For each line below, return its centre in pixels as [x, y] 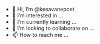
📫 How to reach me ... [40, 35]
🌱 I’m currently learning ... [44, 22]
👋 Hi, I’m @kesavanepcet [43, 9]
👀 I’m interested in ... [38, 15]
